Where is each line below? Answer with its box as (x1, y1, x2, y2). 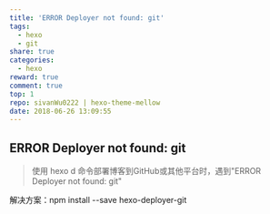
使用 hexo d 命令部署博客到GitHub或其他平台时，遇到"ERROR (31, 166, 262, 177)
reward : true (9, 73, 59, 82)
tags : (9, 22, 30, 31)
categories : (9, 56, 55, 65)
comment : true (9, 81, 64, 90)
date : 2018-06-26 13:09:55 (9, 107, 112, 116)
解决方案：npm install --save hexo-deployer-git (9, 195, 187, 206)
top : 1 (9, 89, 35, 98)
